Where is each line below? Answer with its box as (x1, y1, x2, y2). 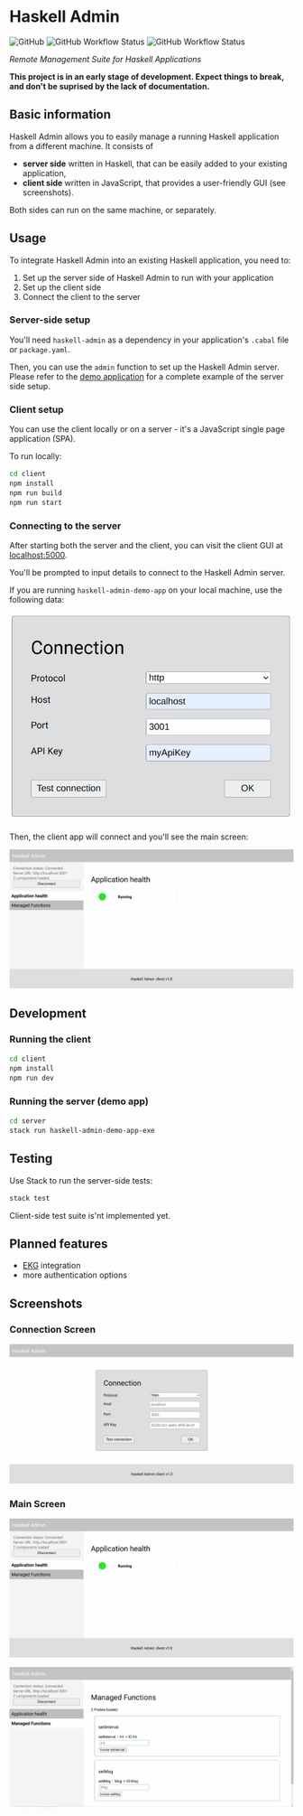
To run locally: (9, 451, 62, 462)
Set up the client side (22, 282, 102, 293)
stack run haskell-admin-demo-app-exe (9, 1127, 155, 1136)
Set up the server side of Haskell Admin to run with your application (22, 272, 274, 283)
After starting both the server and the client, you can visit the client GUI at (9, 539, 284, 550)
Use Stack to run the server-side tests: (9, 1175, 153, 1185)
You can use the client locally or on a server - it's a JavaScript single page (9, 424, 286, 435)
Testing (9, 1151, 53, 1166)
